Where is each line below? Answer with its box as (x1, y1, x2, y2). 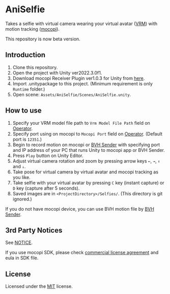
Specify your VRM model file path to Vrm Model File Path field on (12, 120, 150, 126)
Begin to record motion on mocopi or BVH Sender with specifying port (12, 142, 160, 148)
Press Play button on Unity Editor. (12, 152, 83, 159)
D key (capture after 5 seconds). (12, 185, 80, 191)
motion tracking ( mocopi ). (5, 26, 60, 32)
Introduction (5, 51, 46, 59)
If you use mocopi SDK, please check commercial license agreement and (5, 250, 159, 256)
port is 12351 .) (12, 136, 42, 142)
